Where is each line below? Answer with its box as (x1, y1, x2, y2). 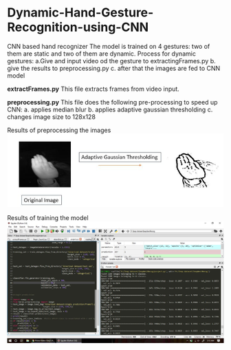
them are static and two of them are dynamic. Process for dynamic (7, 50, 196, 58)
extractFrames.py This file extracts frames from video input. (7, 85, 180, 93)
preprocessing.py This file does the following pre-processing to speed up (7, 98, 218, 106)
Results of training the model (7, 213, 89, 221)
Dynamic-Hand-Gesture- (7, 5, 154, 21)
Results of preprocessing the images (7, 126, 111, 134)
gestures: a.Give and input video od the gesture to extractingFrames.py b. (7, 56, 216, 65)
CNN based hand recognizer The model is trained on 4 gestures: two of (7, 42, 210, 50)
